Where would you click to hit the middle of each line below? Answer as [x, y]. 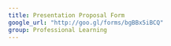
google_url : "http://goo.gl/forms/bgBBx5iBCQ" [86, 23]
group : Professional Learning [58, 30]
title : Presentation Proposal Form [67, 15]
